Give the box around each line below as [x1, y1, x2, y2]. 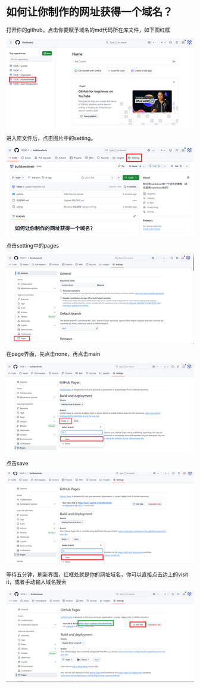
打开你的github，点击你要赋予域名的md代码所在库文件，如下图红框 [6, 26, 171, 33]
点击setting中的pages [6, 242, 60, 249]
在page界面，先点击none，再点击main [6, 351, 101, 358]
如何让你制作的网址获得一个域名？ [6, 5, 174, 19]
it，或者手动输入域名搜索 [6, 578, 67, 586]
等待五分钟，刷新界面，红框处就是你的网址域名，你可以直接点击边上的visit [6, 571, 189, 578]
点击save [6, 459, 29, 467]
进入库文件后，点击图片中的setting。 [6, 135, 96, 142]
